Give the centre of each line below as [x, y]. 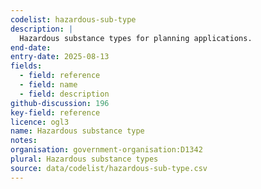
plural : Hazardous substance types [84, 159]
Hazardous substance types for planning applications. [136, 38]
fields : [26, 66]
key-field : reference [55, 112]
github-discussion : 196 [60, 103]
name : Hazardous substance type [77, 131]
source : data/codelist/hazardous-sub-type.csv [109, 168]
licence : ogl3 [40, 122]
